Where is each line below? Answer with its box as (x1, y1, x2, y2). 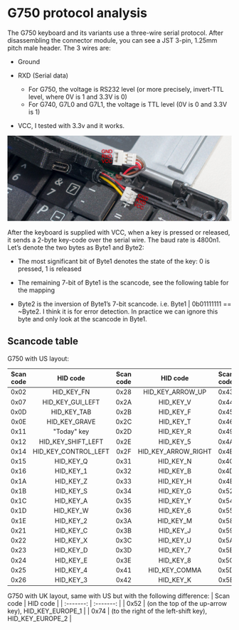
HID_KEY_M (157, 516, 193, 525)
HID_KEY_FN (52, 388, 90, 396)
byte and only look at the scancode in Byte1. (17, 314, 147, 323)
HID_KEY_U (158, 536, 192, 545)
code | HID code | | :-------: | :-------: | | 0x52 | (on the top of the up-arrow (7, 599, 228, 607)
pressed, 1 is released (17, 265, 82, 273)
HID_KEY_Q (54, 457, 88, 466)
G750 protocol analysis (7, 5, 148, 21)
